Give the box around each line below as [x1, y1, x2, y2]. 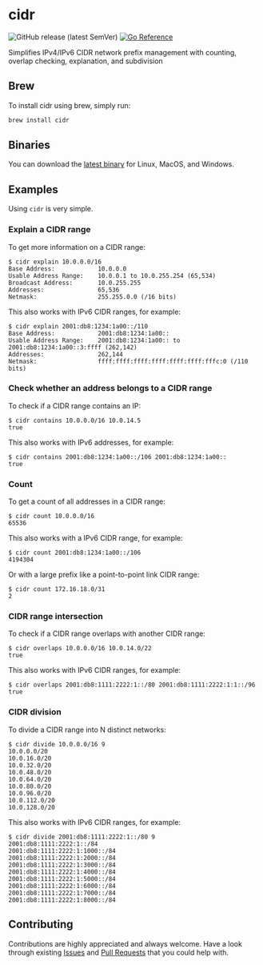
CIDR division [8, 706, 62, 718]
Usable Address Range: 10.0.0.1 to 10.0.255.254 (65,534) [8, 271, 217, 279]
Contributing [8, 918, 74, 931]
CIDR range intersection [8, 611, 104, 622]
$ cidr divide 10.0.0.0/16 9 [8, 740, 106, 748]
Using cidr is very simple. [8, 204, 94, 214]
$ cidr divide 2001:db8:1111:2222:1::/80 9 [8, 833, 156, 841]
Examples [8, 183, 58, 196]
